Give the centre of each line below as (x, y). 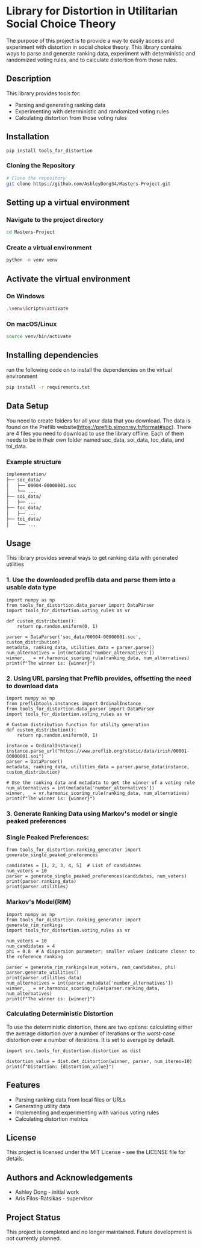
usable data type (31, 588)
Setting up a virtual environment (68, 202)
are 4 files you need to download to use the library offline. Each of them (95, 433)
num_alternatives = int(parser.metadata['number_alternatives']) (90, 983)
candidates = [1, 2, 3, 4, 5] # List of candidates (74, 866)
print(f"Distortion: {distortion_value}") (60, 1067)
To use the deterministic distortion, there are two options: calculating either (99, 1027)
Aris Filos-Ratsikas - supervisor (54, 1199)
